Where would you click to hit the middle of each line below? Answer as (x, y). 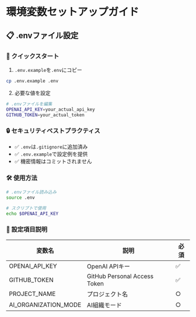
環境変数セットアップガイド (73, 12)
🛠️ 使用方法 (22, 178)
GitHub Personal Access (120, 276)
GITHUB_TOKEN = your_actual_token (45, 115)
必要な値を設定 (32, 93)
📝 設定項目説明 (27, 230)
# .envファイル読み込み (32, 192)
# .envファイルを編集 (29, 104)
